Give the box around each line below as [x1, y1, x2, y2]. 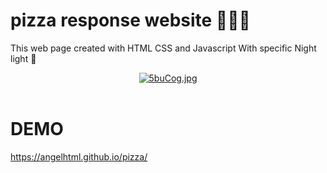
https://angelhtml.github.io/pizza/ [10, 150, 148, 163]
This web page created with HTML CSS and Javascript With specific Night [10, 42, 317, 54]
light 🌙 [10, 52, 37, 64]
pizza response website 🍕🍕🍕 [10, 9, 251, 32]
